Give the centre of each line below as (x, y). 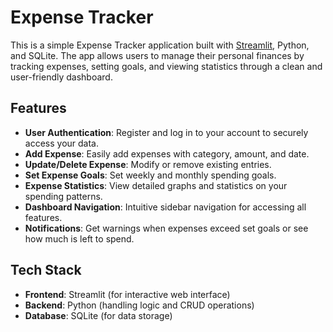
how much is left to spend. (79, 238)
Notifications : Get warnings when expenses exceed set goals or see (166, 228)
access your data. (61, 143)
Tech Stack (46, 270)
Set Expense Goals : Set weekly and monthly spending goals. (150, 175)
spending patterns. (63, 196)
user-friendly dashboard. (61, 77)
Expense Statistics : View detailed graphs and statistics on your (156, 185)
